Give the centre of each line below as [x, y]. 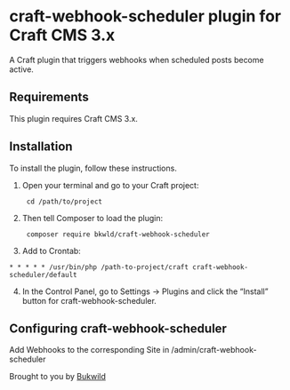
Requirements [49, 97]
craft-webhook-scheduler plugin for [145, 16]
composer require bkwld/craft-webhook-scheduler [118, 234]
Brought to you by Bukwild [58, 377]
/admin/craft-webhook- [214, 350]
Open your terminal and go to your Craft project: [110, 185]
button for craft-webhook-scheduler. [89, 300]
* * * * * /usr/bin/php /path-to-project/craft [99, 267]
